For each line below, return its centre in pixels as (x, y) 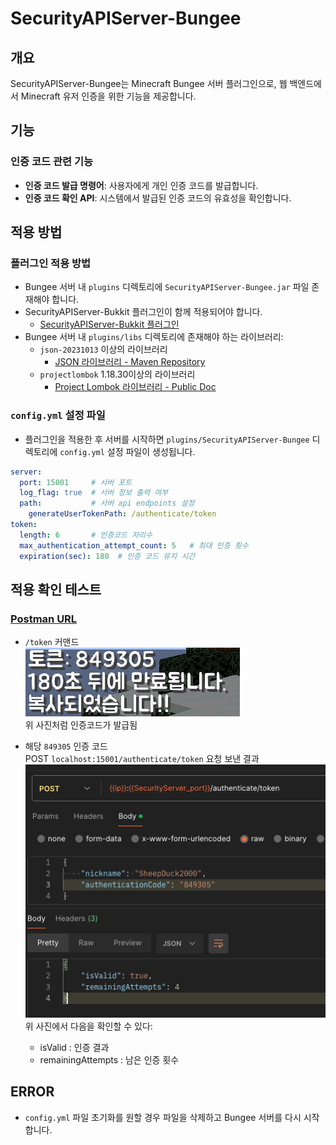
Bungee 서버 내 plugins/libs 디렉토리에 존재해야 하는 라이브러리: (154, 337)
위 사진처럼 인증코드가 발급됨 (81, 725)
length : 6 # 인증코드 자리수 (86, 535)
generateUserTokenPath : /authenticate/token (122, 514)
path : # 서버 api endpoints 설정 (107, 503)
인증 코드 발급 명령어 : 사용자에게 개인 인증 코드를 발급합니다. (141, 185)
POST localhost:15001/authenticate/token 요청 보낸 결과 (142, 759)
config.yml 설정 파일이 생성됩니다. (127, 451)
